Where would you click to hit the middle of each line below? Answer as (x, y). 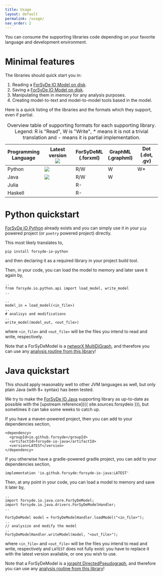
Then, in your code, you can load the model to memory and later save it (76, 270)
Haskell (16, 193)
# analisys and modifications (36, 314)
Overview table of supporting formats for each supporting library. (81, 126)
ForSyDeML (89, 152)
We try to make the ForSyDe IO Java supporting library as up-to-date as (77, 399)
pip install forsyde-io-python (37, 252)
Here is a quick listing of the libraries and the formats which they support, (78, 110)
